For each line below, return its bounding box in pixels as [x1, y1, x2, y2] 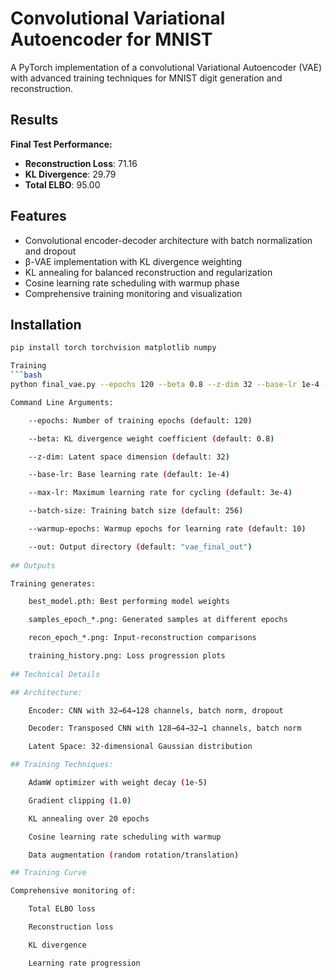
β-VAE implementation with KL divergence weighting [24, 255, 243, 267]
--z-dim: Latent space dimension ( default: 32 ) [28, 452, 230, 462]
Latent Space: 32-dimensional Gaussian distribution [28, 742, 253, 752]
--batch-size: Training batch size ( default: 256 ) [28, 506, 244, 516]
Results [10, 112, 59, 129]
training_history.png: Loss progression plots [28, 651, 226, 661]
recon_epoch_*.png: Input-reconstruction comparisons [28, 633, 257, 643]
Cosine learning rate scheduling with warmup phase [24, 277, 240, 289]
